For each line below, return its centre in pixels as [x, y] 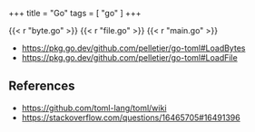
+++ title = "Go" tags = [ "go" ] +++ [75, 13]
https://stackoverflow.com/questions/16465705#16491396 [131, 118]
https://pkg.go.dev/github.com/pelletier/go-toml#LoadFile [129, 57]
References [42, 86]
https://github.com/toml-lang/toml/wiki [94, 108]
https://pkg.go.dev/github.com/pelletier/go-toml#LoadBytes [133, 48]
